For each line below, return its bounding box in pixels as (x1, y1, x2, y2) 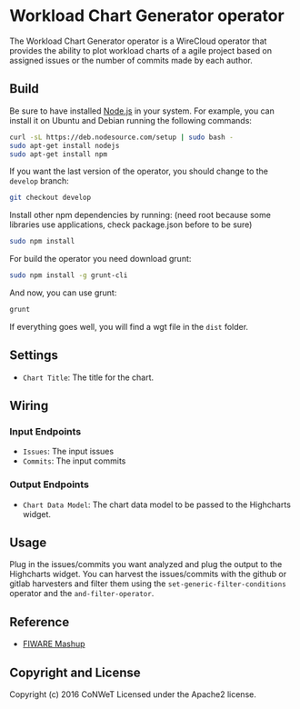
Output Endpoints (9, 478, 89, 491)
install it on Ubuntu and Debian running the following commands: (9, 115, 253, 125)
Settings (9, 347, 59, 364)
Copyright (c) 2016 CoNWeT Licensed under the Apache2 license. (9, 689, 256, 700)
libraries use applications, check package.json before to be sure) (9, 219, 253, 230)
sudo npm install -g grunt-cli (9, 271, 128, 280)
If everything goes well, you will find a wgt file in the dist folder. (9, 321, 248, 332)
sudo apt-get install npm (9, 149, 107, 159)
